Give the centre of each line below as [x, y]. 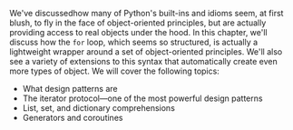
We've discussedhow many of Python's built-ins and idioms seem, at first [146, 13]
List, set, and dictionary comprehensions [98, 108]
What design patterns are [70, 89]
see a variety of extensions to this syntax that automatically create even [144, 61]
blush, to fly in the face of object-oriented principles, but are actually [138, 23]
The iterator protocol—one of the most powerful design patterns [142, 98]
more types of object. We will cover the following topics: [114, 71]
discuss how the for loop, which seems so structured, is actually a [134, 42]
